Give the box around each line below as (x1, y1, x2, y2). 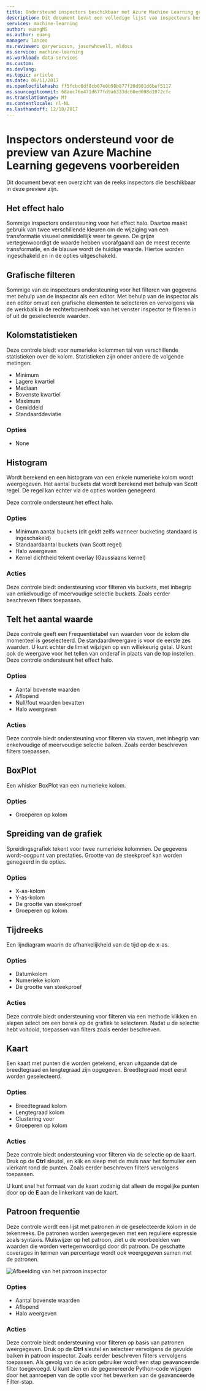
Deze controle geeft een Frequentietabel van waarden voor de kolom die (6, 630, 189, 638)
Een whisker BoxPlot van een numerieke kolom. (6, 781, 126, 789)
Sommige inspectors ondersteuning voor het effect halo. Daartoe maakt (6, 219, 188, 227)
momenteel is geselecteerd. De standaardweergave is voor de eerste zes (6, 637, 191, 645)
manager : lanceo (6, 37, 48, 44)
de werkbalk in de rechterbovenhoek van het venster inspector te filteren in (6, 306, 197, 313)
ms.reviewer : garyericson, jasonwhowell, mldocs (6, 44, 133, 50)
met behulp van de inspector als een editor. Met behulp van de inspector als (6, 293, 199, 300)
